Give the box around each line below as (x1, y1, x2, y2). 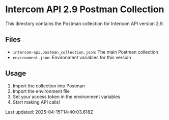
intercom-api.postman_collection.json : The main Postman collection (12, 49, 159, 55)
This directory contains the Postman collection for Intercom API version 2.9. (5, 20, 164, 27)
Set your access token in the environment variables (12, 93, 121, 100)
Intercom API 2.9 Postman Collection (5, 4, 164, 15)
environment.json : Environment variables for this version (12, 54, 131, 60)
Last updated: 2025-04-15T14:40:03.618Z (5, 109, 93, 115)
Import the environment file (12, 88, 70, 94)
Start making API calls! (12, 99, 60, 105)
